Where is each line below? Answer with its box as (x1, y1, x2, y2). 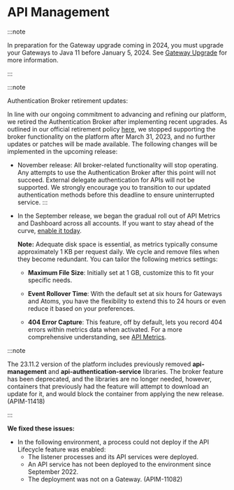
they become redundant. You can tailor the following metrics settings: (17, 255, 218, 263)
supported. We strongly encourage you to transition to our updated (17, 183, 211, 191)
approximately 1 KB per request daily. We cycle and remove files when (17, 247, 220, 255)
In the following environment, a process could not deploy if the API (17, 437, 210, 446)
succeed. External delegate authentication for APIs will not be (17, 176, 196, 184)
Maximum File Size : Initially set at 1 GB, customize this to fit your (27, 268, 214, 276)
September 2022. (27, 467, 79, 476)
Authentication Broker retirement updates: (7, 96, 129, 105)
